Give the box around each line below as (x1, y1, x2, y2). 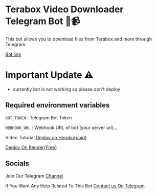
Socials (5, 159, 30, 168)
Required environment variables (5, 101, 110, 110)
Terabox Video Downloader (5, 4, 124, 15)
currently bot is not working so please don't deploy (12, 86, 121, 92)
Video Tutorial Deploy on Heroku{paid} (5, 134, 87, 140)
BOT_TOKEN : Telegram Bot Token (5, 114, 73, 121)
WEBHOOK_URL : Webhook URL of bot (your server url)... (5, 124, 118, 131)
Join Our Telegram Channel (5, 173, 63, 179)
